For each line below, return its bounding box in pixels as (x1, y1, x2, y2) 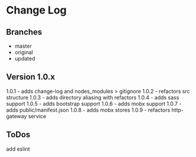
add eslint (6, 145, 31, 152)
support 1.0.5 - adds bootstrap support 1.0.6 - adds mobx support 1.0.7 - (6, 100, 182, 107)
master (14, 42, 32, 49)
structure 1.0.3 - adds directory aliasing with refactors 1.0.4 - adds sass (6, 93, 179, 101)
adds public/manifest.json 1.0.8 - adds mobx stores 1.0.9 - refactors (6, 106, 171, 113)
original (14, 49, 34, 56)
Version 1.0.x (6, 72, 55, 82)
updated (14, 55, 35, 62)
